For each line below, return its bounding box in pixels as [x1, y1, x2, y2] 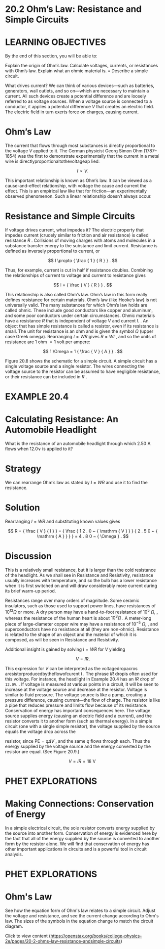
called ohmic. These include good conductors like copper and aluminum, [5, 308, 153, 313]
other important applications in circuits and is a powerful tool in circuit [5, 846, 147, 852]
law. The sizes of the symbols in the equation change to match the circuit [5, 918, 154, 924]
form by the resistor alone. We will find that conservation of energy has [5, 841, 149, 847]
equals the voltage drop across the [5, 728, 76, 734]
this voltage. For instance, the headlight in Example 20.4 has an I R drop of [5, 676, 155, 682]
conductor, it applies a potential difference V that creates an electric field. [5, 104, 154, 110]
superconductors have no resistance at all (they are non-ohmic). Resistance [5, 626, 159, 632]
